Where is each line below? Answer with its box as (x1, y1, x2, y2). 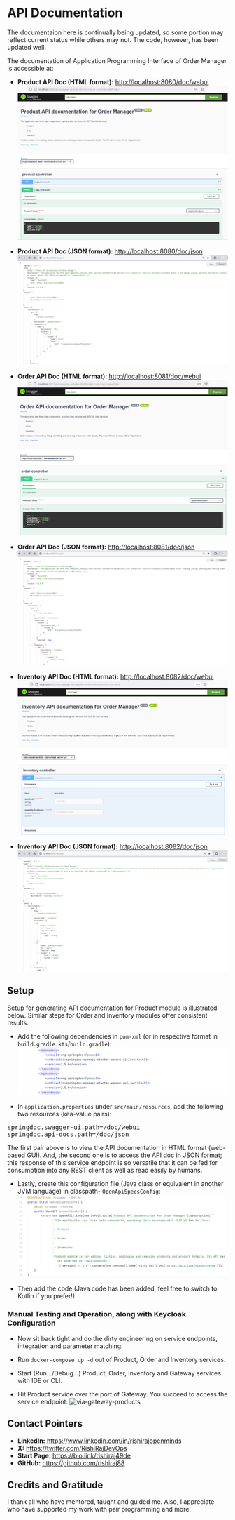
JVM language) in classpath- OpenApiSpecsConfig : (17, 1187, 161, 1196)
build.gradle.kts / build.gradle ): (17, 1039, 112, 1048)
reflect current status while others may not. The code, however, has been (7, 35, 219, 44)
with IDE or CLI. (17, 1376, 63, 1385)
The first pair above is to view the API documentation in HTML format (7, 1144, 207, 1152)
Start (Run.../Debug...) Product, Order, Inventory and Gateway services (17, 1368, 222, 1377)
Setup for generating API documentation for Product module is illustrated (7, 1004, 218, 1012)
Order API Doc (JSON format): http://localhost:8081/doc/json (17, 542, 195, 551)
